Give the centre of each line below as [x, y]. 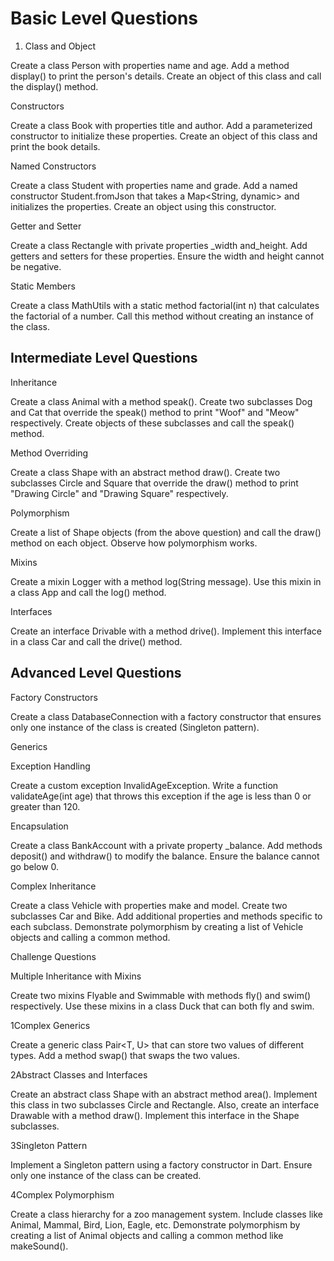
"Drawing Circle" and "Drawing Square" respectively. [119, 493]
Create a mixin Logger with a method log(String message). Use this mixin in [166, 581]
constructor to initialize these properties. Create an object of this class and [164, 136]
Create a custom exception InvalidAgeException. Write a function [144, 785]
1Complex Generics [50, 1025]
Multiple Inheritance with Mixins [76, 976]
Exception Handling [50, 766]
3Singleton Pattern [49, 1145]
